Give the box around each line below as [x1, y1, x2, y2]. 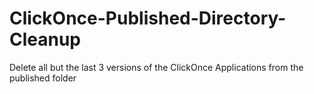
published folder [9, 72, 77, 84]
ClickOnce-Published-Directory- [9, 7, 287, 30]
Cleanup [9, 28, 82, 51]
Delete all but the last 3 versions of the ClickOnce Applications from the [9, 61, 304, 73]
